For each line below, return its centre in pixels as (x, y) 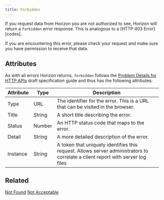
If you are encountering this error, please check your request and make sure (82, 43)
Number (43, 126)
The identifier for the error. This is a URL (103, 101)
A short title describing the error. (94, 115)
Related (17, 180)
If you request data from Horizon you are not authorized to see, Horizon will (81, 23)
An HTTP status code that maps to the (101, 123)
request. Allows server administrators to (102, 151)
